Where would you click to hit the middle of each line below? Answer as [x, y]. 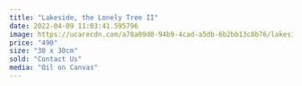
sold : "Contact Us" [46, 59]
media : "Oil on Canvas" [54, 68]
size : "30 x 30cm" [44, 51]
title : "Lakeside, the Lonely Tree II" [84, 17]
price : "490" [34, 43]
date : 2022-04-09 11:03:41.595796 [74, 26]
